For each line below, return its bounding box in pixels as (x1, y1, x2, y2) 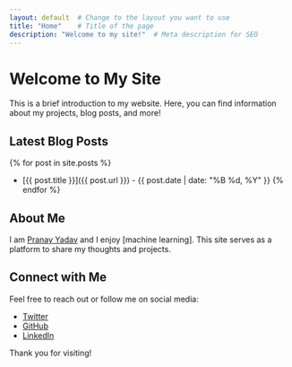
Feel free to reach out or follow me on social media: (9, 293, 199, 304)
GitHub (21, 320, 49, 331)
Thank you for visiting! (9, 347, 92, 358)
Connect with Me (9, 270, 107, 285)
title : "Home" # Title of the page (9, 22, 154, 31)
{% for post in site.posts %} (9, 158, 112, 169)
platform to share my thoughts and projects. (9, 243, 172, 254)
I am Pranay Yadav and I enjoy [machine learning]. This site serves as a (9, 234, 272, 245)
